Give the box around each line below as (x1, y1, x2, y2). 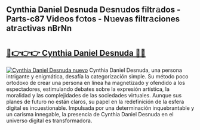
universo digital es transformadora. (6, 117, 93, 124)
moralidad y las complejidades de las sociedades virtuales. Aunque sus (6, 92, 182, 99)
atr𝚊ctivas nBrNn (6, 23, 72, 33)
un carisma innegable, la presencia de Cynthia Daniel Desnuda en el (6, 111, 174, 118)
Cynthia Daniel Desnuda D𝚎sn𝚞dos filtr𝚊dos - (6, 5, 181, 15)
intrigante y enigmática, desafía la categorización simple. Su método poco (6, 73, 189, 80)
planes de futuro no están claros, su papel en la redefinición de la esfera (6, 98, 184, 105)
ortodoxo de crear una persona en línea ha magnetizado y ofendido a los (6, 80, 185, 86)
